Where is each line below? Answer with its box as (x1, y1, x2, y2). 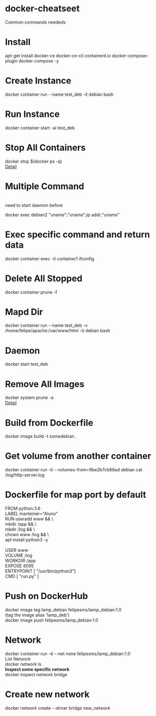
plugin (5, 57, 18, 64)
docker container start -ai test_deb (5, 125, 75, 131)
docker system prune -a (5, 395, 54, 401)
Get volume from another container (5, 451, 152, 462)
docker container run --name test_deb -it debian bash (5, 91, 114, 97)
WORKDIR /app (5, 558, 36, 564)
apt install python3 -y (5, 537, 48, 543)
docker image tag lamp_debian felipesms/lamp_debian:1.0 (5, 607, 122, 613)
